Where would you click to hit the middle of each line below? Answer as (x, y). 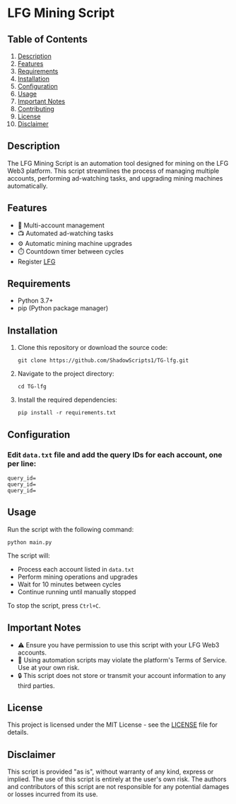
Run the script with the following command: (71, 529)
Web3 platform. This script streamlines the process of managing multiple (113, 171)
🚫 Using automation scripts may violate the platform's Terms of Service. (122, 659)
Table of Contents (48, 39)
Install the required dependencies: (67, 400)
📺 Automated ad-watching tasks (65, 233)
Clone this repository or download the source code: (93, 348)
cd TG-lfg (32, 387)
